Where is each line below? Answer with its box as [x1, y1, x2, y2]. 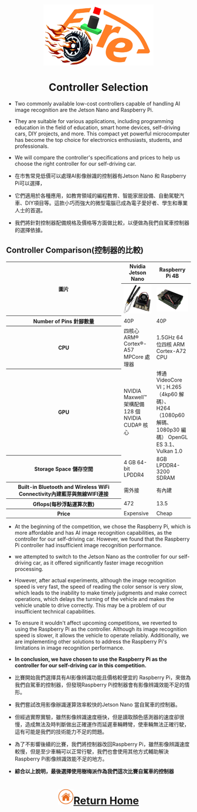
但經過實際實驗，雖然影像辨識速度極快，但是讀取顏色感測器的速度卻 [14, 714, 179, 721]
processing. [14, 566, 44, 573]
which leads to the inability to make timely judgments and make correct [14, 589, 187, 596]
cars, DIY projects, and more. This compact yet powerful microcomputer [14, 130, 190, 137]
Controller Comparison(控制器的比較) [6, 245, 144, 256]
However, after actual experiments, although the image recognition [14, 577, 176, 584]
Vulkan [156, 447, 174, 454]
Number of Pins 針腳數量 [33, 318, 94, 325]
